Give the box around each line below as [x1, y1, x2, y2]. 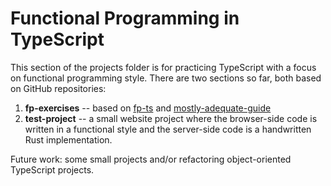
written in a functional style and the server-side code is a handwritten [24, 123, 312, 135]
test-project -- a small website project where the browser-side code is [24, 112, 318, 124]
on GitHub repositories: [10, 82, 107, 94]
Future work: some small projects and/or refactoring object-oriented [10, 153, 292, 165]
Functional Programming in [10, 7, 240, 30]
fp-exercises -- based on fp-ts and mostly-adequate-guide [24, 102, 272, 114]
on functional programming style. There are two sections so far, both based [10, 72, 322, 84]
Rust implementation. [24, 133, 113, 146]
